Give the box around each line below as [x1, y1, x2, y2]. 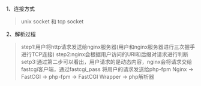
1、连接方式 [6, 5, 35, 12]
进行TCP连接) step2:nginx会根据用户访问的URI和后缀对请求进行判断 [20, 51, 189, 58]
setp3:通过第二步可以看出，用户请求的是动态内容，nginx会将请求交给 [20, 59, 193, 65]
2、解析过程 [6, 30, 36, 38]
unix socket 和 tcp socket [20, 18, 84, 25]
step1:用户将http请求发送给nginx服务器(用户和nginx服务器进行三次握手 [20, 44, 196, 50]
